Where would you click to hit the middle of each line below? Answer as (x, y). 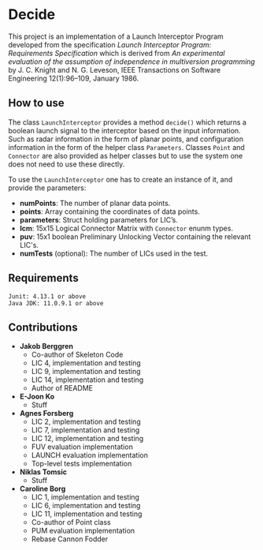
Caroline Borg (43, 489)
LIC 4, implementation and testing (86, 363)
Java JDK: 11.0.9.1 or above (56, 303)
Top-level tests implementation (81, 464)
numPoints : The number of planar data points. (95, 203)
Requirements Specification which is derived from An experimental (117, 53)
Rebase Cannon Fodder (70, 539)
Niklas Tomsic (43, 472)
